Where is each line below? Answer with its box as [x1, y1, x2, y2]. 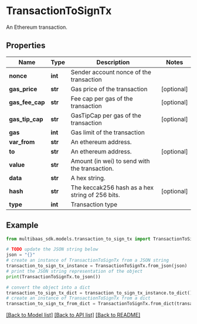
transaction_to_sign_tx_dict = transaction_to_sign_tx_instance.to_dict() [6, 290, 193, 296]
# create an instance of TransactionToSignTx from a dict [6, 295, 151, 301]
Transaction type [70, 200, 118, 208]
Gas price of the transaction [70, 85, 148, 93]
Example [6, 221, 39, 231]
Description [96, 58, 130, 66]
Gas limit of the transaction [70, 128, 145, 136]
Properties [6, 41, 46, 51]
